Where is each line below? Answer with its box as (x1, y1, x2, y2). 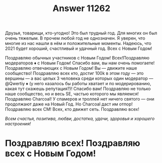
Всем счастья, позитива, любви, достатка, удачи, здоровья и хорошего (5, 116, 155, 121)
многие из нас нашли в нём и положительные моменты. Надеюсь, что (5, 41, 152, 46)
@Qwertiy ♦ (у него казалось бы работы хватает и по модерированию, (5, 81, 151, 87)
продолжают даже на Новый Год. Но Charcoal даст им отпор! (5, 101, 133, 107)
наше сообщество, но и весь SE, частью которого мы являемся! (5, 91, 139, 97)
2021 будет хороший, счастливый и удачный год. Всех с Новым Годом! (5, 45, 152, 51)
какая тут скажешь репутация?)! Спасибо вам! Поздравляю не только (5, 86, 151, 92)
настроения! (5, 121, 31, 127)
